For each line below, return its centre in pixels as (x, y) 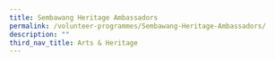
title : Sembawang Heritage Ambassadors (84, 17)
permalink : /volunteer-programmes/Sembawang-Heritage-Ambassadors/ (138, 26)
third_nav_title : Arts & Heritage (74, 43)
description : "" (39, 34)
